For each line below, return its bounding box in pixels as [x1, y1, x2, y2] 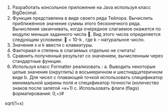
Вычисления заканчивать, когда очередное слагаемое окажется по [12, 26, 161, 32]
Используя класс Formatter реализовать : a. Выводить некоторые [12, 63, 156, 69]
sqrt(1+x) [5, 100, 24, 106]
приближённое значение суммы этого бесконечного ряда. [12, 20, 141, 26]
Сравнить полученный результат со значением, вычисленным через [12, 53, 163, 59]
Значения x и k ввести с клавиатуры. [12, 42, 93, 48]
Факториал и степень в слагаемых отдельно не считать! [12, 48, 136, 53]
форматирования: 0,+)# [12, 91, 64, 96]
